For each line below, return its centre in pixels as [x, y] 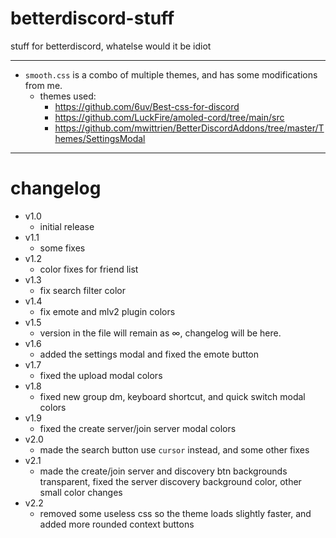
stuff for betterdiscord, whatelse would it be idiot [111, 46]
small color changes [81, 492]
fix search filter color [82, 290]
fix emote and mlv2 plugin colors [107, 311]
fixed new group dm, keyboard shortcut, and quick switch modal [172, 396]
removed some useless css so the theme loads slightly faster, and [175, 513]
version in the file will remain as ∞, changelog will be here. [160, 333]
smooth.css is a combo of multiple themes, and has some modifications [171, 74]
